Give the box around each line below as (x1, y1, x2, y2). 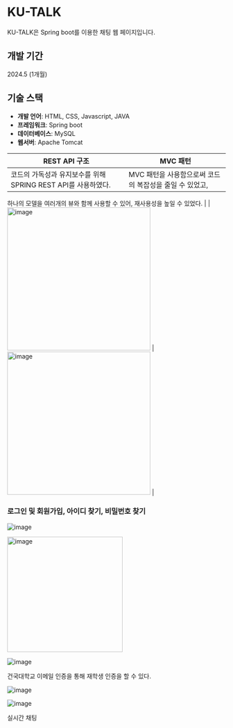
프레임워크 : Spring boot (17, 121, 83, 129)
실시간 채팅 (7, 713, 37, 722)
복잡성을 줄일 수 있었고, (136, 180, 209, 189)
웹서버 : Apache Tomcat (17, 138, 83, 146)
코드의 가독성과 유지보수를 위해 (10, 169, 106, 179)
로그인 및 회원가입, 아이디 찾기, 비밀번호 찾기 (7, 507, 146, 517)
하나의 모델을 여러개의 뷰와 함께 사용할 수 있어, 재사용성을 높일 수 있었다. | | (7, 199, 210, 207)
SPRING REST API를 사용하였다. (10, 180, 111, 189)
